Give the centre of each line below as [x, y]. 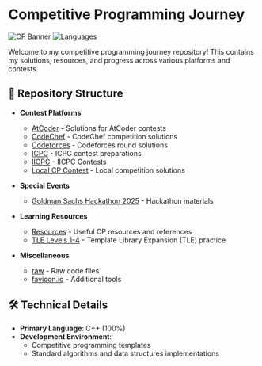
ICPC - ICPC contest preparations [86, 153]
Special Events [44, 185]
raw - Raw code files [65, 270]
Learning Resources [53, 216]
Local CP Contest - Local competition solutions [108, 170]
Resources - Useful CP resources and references [112, 231]
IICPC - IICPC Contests [69, 162]
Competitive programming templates [91, 345]
